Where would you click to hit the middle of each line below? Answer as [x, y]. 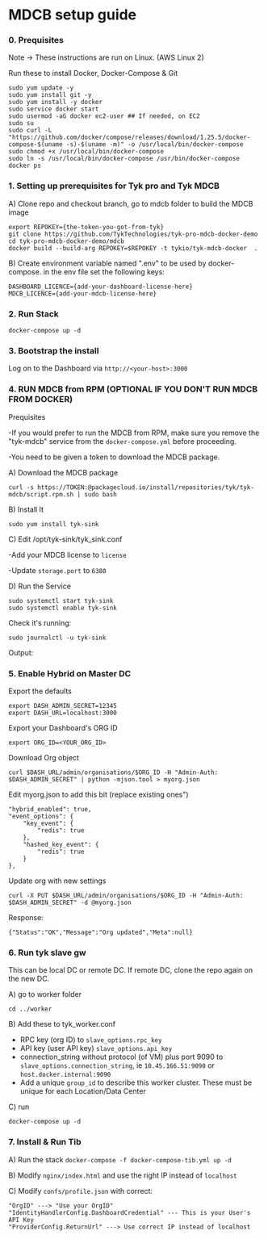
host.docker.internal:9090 [65, 1075]
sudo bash [100, 494]
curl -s [21, 487]
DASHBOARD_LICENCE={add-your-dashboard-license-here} [101, 287]
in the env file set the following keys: [104, 271]
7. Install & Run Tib [45, 1142]
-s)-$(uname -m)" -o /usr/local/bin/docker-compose [155, 144]
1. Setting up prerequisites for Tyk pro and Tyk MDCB [114, 186]
